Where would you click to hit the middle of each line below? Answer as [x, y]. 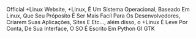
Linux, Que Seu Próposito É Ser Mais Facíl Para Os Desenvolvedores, [93, 16]
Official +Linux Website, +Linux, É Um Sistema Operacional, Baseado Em [98, 9]
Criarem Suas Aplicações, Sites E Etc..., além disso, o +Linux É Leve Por [97, 22]
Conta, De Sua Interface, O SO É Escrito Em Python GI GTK [81, 28]
